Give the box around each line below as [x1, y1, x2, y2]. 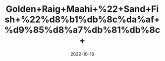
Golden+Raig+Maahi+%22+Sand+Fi [5, 3, 159, 15]
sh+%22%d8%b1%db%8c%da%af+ [4, 14, 160, 25]
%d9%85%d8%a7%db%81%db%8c [4, 25, 161, 35]
